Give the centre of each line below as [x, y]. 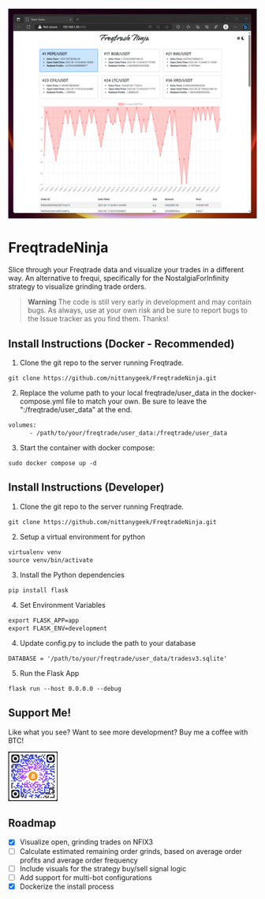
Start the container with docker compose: [87, 448]
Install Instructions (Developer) [86, 487]
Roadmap [32, 823]
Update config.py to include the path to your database [108, 643]
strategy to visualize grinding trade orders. [77, 286]
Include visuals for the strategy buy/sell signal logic [103, 868]
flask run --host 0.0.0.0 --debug [65, 688]
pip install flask [38, 590]
